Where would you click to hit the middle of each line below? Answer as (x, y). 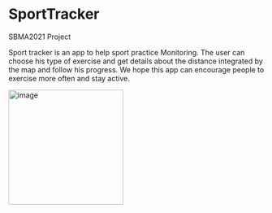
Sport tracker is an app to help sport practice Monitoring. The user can (127, 52)
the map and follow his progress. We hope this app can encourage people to (136, 69)
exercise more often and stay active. (69, 78)
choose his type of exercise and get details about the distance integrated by (136, 61)
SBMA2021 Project (40, 37)
